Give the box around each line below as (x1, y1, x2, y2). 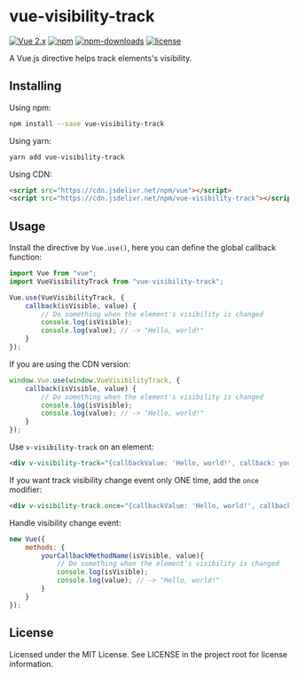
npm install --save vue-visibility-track (9, 119, 165, 128)
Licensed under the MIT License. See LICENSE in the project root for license (9, 648, 288, 659)
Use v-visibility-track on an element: (9, 441, 154, 452)
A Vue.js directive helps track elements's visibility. (9, 52, 192, 63)
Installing (9, 78, 62, 94)
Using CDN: (9, 169, 52, 179)
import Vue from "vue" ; (9, 269, 98, 278)
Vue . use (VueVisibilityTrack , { (9, 293, 125, 302)
